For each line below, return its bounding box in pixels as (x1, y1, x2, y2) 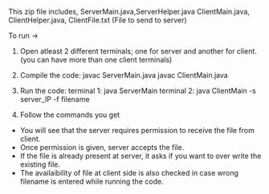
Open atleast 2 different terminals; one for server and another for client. (19, 46, 257, 55)
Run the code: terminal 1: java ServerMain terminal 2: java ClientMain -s (19, 86, 257, 95)
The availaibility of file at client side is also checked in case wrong (19, 168, 239, 177)
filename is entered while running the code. (19, 176, 164, 186)
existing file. (19, 160, 60, 169)
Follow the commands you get (19, 110, 120, 119)
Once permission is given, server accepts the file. (19, 143, 185, 152)
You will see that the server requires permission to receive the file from (19, 126, 255, 135)
